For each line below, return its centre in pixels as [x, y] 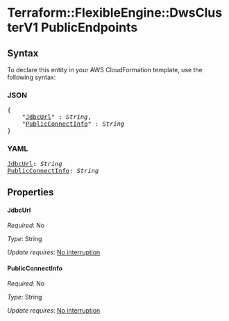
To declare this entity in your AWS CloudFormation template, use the [105, 70]
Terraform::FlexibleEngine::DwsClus [115, 13]
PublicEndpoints [89, 27]
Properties [31, 192]
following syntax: [32, 77]
